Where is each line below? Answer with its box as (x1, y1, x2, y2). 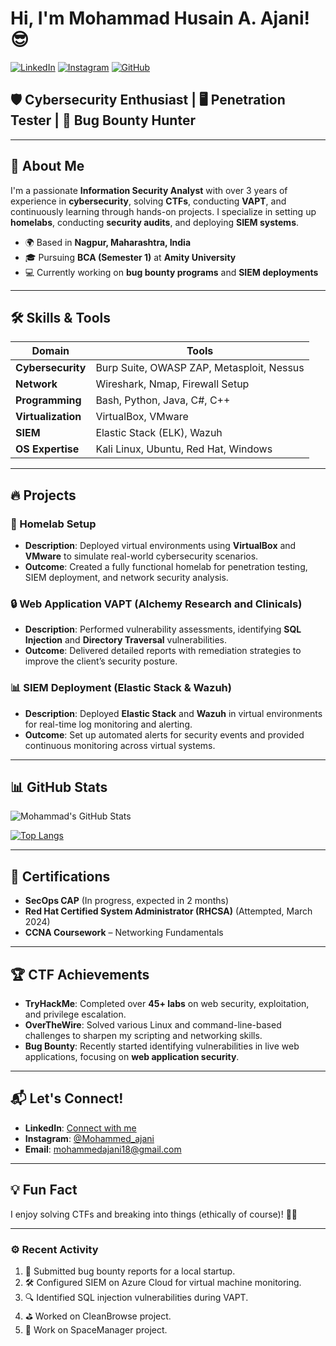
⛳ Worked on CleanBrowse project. (24, 1310, 172, 1322)
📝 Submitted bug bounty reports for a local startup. (24, 1265, 236, 1277)
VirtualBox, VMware (95, 410, 189, 424)
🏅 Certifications (10, 868, 111, 885)
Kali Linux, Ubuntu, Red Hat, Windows (95, 442, 273, 456)
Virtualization (15, 410, 82, 424)
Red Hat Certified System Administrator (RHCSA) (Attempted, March (24, 905, 313, 917)
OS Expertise (15, 442, 80, 456)
